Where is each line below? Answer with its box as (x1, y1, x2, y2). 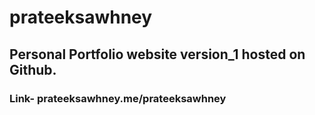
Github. (9, 61, 57, 78)
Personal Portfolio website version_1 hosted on (9, 46, 306, 63)
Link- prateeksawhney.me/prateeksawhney (9, 91, 227, 105)
